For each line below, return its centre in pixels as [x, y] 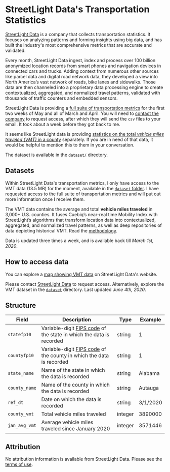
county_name [22, 388]
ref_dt [16, 403]
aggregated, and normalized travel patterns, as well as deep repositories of [83, 225]
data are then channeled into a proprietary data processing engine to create [84, 87]
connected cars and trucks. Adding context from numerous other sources [82, 71]
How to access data [37, 262]
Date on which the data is [71, 399]
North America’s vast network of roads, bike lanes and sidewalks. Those [80, 82]
